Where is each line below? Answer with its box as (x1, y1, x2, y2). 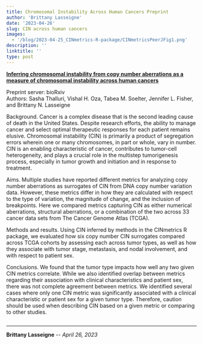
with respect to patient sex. (6, 252, 74, 259)
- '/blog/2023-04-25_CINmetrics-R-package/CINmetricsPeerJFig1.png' (11, 37, 188, 43)
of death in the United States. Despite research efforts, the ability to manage (6, 119, 196, 127)
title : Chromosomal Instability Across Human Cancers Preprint (6, 8, 169, 15)
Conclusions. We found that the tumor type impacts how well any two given (6, 263, 195, 270)
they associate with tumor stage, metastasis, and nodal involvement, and (6, 245, 188, 252)
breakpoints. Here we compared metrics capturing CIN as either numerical (6, 202, 192, 209)
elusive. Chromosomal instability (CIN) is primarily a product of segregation (6, 132, 194, 139)
